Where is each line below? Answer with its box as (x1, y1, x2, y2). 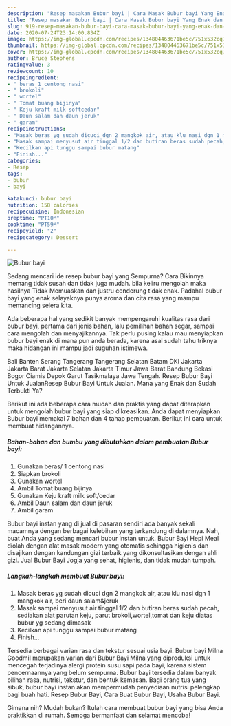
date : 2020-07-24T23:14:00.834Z (7, 29, 100, 37)
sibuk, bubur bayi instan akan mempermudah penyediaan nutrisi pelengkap (7, 683, 221, 692)
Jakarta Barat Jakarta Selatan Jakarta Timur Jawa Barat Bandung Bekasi (7, 364, 213, 373)
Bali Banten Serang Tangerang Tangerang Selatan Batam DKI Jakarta (7, 357, 203, 366)
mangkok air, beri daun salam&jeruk (16, 597, 119, 605)
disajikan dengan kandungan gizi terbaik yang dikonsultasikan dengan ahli (7, 549, 218, 557)
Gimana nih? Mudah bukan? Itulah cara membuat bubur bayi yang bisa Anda (7, 704, 223, 712)
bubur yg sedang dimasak (16, 619, 91, 627)
